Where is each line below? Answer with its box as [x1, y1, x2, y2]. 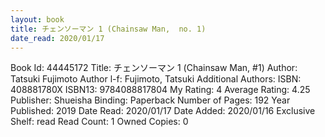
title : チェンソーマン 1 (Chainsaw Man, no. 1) [10, 24, 207, 34]
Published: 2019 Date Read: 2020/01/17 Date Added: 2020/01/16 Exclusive [10, 105, 316, 117]
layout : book [10, 14, 65, 25]
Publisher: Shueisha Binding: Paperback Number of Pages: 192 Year [10, 94, 291, 106]
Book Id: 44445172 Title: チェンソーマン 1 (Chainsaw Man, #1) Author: [10, 62, 298, 74]
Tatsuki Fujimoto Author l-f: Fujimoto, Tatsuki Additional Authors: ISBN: [10, 73, 302, 85]
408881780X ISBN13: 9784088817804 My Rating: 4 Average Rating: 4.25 [10, 84, 311, 96]
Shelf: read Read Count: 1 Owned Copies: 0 [10, 116, 189, 128]
